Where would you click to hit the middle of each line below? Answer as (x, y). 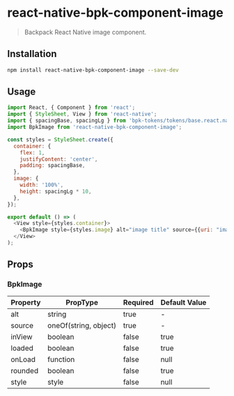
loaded (22, 348)
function (61, 359)
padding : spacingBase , (53, 166)
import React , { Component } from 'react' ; (71, 108)
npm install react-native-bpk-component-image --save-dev (93, 70)
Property (26, 302)
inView (22, 337)
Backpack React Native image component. (85, 32)
